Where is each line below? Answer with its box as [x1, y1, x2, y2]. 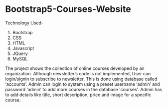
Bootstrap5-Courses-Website [5, 3, 131, 15]
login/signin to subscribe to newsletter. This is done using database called [5, 76, 158, 82]
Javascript [12, 45, 34, 51]
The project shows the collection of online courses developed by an [5, 65, 145, 71]
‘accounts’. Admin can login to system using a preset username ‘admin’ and [5, 81, 161, 87]
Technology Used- [5, 20, 44, 26]
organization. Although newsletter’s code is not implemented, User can [5, 70, 151, 76]
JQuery [12, 51, 28, 56]
